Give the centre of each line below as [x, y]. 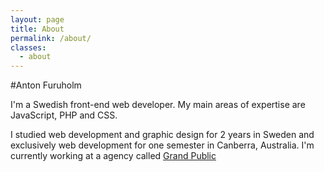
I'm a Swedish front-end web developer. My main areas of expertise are [158, 105]
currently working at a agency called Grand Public [113, 156]
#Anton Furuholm [46, 85]
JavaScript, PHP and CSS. [64, 115]
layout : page [37, 19]
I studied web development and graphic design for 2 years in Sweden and [162, 135]
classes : [28, 47]
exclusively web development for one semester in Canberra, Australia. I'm [162, 145]
